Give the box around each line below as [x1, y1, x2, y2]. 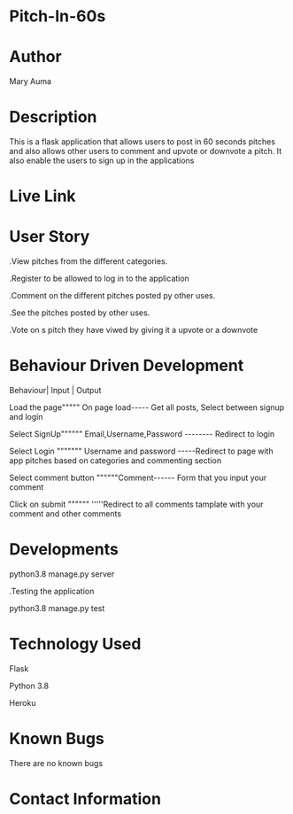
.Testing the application [9, 586, 95, 597]
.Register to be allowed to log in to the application [9, 273, 190, 284]
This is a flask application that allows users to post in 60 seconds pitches [9, 136, 276, 147]
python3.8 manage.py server [9, 569, 115, 579]
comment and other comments [9, 508, 122, 519]
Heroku [9, 698, 36, 708]
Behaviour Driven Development [9, 356, 244, 376]
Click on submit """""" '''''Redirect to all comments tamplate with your [9, 499, 264, 510]
